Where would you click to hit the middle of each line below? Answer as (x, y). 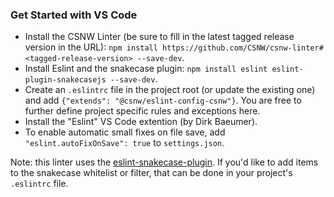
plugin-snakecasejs (65, 80)
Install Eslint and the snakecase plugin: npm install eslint (146, 69)
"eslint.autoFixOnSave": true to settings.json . (124, 143)
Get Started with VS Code (74, 15)
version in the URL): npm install (91, 47)
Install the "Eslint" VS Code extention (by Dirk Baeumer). (141, 122)
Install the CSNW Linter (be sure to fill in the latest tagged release (159, 37)
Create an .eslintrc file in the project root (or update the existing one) (170, 90)
